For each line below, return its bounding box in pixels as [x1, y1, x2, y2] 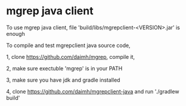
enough [6, 30, 25, 37]
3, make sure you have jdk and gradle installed [6, 76, 120, 83]
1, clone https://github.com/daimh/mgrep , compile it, [6, 53, 135, 60]
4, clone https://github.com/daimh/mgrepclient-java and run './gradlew [6, 88, 179, 95]
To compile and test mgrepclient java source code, [6, 42, 131, 49]
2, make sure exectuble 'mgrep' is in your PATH [6, 64, 123, 72]
